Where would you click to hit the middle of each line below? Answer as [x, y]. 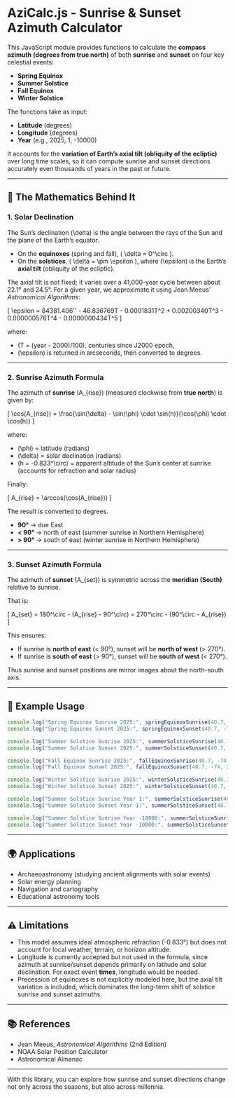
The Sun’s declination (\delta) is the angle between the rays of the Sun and [115, 232]
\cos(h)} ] [21, 421]
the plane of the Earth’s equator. [54, 240]
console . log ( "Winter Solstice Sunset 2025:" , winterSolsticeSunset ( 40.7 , [117, 787]
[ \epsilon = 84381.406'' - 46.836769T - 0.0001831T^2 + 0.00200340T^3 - [115, 311]
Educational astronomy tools [58, 897]
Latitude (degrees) [44, 125]
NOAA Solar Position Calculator [63, 1051]
